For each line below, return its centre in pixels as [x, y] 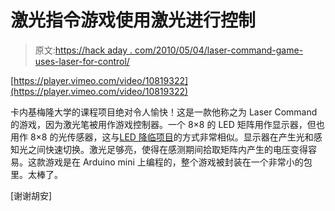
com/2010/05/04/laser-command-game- [219, 50]
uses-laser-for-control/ [82, 61]
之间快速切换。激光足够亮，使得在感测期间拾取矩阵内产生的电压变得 [167, 149]
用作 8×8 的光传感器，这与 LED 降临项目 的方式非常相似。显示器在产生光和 [162, 137]
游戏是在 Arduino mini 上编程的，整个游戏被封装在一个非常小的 [174, 162]
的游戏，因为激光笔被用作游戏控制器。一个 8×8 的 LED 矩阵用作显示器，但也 [167, 124]
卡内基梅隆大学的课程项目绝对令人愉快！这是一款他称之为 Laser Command [164, 112]
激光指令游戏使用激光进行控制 [133, 20]
